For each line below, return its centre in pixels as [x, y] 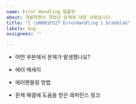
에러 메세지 [28, 70]
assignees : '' [24, 34]
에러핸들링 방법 [33, 82]
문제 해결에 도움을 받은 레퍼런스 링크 [57, 95]
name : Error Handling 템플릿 [41, 12]
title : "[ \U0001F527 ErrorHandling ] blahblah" [68, 23]
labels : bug [21, 28]
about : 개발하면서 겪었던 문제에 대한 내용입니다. [60, 17]
